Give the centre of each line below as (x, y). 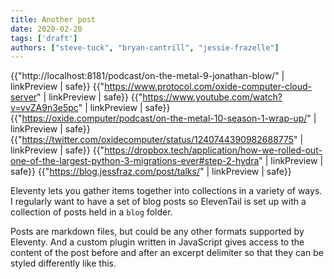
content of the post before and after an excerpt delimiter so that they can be (167, 253)
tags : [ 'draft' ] (44, 38)
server (24, 97)
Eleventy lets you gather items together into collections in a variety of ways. (166, 191)
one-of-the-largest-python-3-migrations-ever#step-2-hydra (135, 161)
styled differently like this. (63, 263)
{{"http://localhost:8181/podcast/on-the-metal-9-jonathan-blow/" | (147, 76)
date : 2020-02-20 (46, 29)
